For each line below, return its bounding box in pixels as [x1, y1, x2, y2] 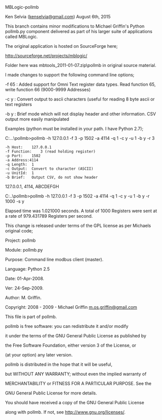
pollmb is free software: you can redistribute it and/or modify [5, 323, 129, 329]
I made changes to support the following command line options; [5, 72, 134, 78]
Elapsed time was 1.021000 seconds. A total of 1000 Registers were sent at [5, 208, 158, 214]
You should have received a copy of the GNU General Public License [5, 400, 144, 405]
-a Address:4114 [5, 158, 38, 162]
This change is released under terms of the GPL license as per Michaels [5, 223, 151, 228]
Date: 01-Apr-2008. [5, 276, 44, 281]
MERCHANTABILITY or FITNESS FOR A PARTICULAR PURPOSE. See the [5, 381, 152, 386]
